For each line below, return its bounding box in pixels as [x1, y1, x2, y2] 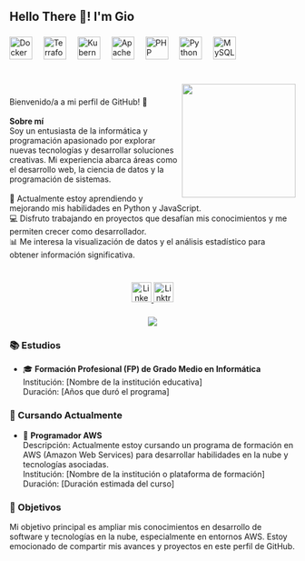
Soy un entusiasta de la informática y [9, 125, 148, 136]
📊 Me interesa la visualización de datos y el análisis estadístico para [9, 236, 266, 247]
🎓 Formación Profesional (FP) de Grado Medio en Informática [22, 364, 261, 375]
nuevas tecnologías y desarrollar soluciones [9, 145, 174, 155]
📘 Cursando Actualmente [9, 409, 123, 422]
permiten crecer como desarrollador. [9, 226, 147, 237]
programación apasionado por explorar [9, 135, 156, 146]
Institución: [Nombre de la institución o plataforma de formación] [22, 468, 265, 479]
